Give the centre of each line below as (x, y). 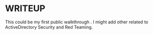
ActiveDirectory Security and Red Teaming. (49, 27)
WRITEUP (25, 9)
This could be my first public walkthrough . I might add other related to (77, 22)
